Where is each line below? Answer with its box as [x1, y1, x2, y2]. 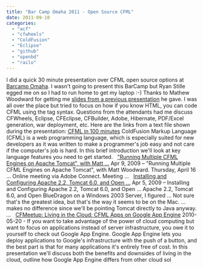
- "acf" [12, 25, 32, 32]
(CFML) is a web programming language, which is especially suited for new [6, 134, 195, 141]
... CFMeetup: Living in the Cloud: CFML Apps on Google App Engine [6, 211, 181, 218]
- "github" [12, 48, 39, 54]
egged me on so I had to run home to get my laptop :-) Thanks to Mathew [6, 89, 190, 96]
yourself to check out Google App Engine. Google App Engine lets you [6, 230, 182, 238]
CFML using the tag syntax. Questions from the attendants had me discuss [6, 108, 193, 115]
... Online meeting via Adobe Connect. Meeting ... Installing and [6, 172, 167, 180]
